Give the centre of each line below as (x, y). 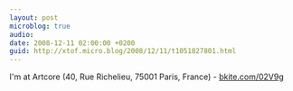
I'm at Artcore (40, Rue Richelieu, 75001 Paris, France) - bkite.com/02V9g (147, 77)
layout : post (34, 18)
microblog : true (40, 26)
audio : (22, 34)
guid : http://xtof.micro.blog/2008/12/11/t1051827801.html (123, 51)
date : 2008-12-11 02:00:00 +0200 (72, 43)
